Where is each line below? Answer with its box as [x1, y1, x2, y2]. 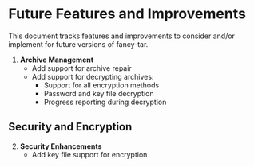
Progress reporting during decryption [43, 97, 167, 107]
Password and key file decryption [43, 88, 154, 98]
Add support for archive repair [31, 63, 132, 72]
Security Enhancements [19, 141, 102, 151]
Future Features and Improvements [8, 5, 246, 23]
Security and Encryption [8, 120, 133, 134]
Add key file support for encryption [31, 150, 148, 159]
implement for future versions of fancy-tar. [8, 39, 149, 49]
